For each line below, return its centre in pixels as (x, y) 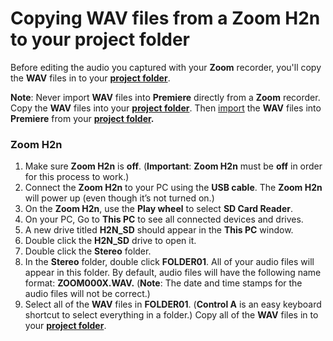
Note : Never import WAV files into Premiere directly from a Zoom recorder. (165, 97)
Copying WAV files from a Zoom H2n (165, 18)
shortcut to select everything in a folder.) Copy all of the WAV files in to (171, 315)
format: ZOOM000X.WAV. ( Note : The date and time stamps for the (163, 283)
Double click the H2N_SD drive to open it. (110, 241)
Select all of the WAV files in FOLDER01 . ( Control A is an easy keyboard (173, 304)
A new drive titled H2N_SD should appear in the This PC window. (159, 230)
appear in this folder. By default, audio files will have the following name (173, 273)
